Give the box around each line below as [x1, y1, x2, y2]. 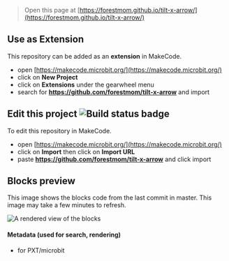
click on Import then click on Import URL [17, 147, 135, 156]
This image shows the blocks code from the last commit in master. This [7, 193, 212, 202]
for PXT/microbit [17, 246, 65, 254]
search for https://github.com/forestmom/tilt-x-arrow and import [17, 87, 210, 96]
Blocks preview [7, 175, 75, 187]
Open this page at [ [24, 6, 80, 14]
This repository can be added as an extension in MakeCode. [7, 52, 182, 60]
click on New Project [17, 73, 78, 81]
